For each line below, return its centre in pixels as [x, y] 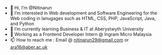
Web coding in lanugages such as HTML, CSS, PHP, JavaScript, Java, [83, 18]
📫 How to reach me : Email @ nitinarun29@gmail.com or [69, 40]
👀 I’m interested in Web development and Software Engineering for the [84, 13]
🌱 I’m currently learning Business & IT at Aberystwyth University [77, 29]
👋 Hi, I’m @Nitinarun [31, 8]
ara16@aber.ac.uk [29, 47]
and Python [22, 23]
